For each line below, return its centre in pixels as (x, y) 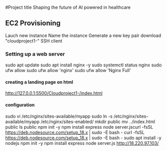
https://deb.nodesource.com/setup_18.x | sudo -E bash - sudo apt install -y (83, 138)
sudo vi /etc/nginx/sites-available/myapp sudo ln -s (59, 116)
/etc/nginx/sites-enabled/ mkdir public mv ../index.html (98, 122)
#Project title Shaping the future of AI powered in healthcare (68, 7)
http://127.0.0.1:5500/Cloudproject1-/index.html (54, 93)
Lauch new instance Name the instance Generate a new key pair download (83, 35)
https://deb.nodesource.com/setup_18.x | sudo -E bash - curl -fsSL (75, 132)
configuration (20, 105)
